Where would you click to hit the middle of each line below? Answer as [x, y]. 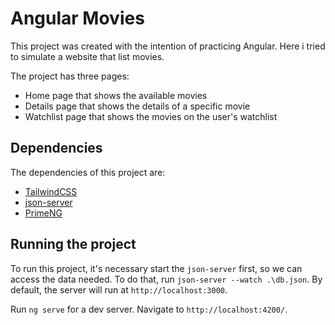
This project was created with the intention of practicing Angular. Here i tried [168, 46]
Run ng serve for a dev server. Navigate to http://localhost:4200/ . [149, 309]
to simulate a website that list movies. [87, 56]
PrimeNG [43, 213]
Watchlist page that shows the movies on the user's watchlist [151, 116]
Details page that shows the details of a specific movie [137, 106]
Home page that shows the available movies [116, 95]
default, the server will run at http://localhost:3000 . [119, 289]
